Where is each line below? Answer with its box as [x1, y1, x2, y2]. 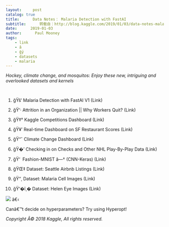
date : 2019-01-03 [6, 26, 53, 31]
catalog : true [6, 12, 36, 17]
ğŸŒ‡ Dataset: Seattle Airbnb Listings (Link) [13, 166, 105, 172]
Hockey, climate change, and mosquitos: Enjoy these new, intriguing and [6, 72, 156, 78]
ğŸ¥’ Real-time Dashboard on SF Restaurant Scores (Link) [13, 127, 133, 133]
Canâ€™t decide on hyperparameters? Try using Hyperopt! [6, 206, 127, 212]
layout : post [6, 7, 42, 13]
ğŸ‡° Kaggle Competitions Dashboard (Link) [13, 117, 105, 123]
